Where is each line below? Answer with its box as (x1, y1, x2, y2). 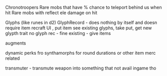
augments (5, 40, 26, 46)
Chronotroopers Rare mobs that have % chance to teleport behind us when (5, 5, 162, 10)
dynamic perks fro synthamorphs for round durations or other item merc (5, 50, 156, 56)
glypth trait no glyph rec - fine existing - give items (5, 30, 111, 36)
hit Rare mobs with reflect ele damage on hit (5, 10, 98, 16)
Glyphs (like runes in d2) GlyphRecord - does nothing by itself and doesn (5, 20, 157, 25)
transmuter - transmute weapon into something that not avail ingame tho (5, 65, 156, 71)
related (5, 55, 20, 61)
